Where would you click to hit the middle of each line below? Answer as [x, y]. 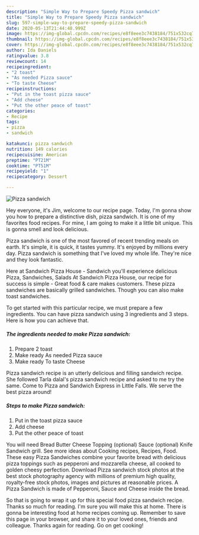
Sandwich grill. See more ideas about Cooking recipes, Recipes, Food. [92, 451]
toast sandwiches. [28, 296]
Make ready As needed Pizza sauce [58, 355]
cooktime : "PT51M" [29, 166]
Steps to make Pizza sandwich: [46, 405]
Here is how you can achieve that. [48, 320]
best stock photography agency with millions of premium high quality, [91, 476]
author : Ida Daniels [32, 50]
